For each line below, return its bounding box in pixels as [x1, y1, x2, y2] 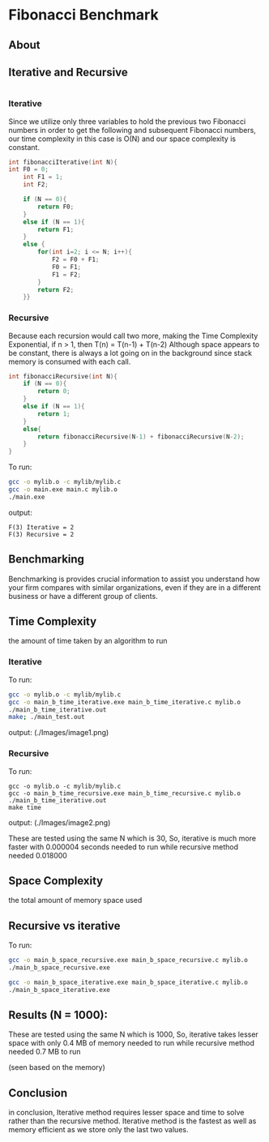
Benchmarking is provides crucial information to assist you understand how [8, 574, 261, 584]
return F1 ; [37, 225, 75, 233]
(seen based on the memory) [8, 1063, 105, 1072]
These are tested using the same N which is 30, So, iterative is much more [8, 833, 257, 843]
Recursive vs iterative [8, 918, 121, 933]
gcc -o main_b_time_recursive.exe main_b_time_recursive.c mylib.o [8, 789, 241, 798]
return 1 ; [37, 409, 70, 418]
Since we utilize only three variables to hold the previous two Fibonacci [8, 116, 246, 126]
